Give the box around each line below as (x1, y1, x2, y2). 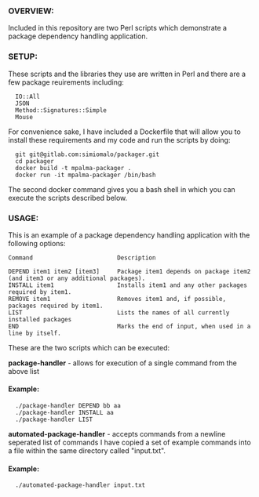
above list (8, 366, 39, 375)
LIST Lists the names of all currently (8, 308, 230, 317)
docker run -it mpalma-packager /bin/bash (15, 171, 156, 179)
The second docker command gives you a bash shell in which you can (8, 184, 235, 194)
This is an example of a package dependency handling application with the (8, 230, 250, 240)
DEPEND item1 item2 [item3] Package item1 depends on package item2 (8, 267, 251, 275)
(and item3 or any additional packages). (8, 274, 146, 282)
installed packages (8, 315, 72, 323)
